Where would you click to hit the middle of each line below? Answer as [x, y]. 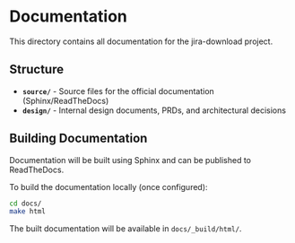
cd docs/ [26, 204]
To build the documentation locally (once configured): [108, 187]
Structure [37, 69]
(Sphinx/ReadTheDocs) [65, 100]
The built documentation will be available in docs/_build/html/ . [126, 229]
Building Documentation [78, 139]
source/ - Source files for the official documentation [118, 91]
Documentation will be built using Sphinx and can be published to [130, 160]
